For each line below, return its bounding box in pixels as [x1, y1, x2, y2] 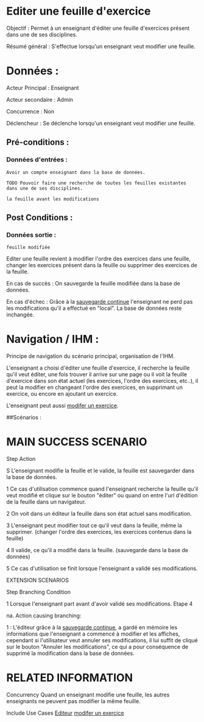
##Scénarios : [6, 414, 41, 421]
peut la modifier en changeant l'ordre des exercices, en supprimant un [6, 384, 183, 391]
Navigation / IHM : [6, 332, 99, 346]
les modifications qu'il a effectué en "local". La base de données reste [6, 304, 182, 312]
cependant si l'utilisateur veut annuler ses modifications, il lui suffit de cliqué [6, 637, 198, 644]
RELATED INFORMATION [6, 671, 133, 685]
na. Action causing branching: [6, 612, 82, 619]
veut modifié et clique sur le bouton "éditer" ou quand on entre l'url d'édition [6, 492, 198, 499]
